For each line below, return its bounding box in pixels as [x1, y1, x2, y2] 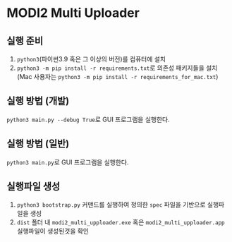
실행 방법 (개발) [6, 95, 70, 107]
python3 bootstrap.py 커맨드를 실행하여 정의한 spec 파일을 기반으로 [16, 200, 206, 209]
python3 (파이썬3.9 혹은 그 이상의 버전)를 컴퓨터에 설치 [16, 55, 166, 63]
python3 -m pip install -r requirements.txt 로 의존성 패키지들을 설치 [16, 63, 218, 72]
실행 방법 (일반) [6, 138, 70, 150]
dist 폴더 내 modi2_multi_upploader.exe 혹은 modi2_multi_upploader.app [16, 218, 225, 226]
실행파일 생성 [6, 181, 61, 193]
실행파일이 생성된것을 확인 [16, 227, 90, 236]
